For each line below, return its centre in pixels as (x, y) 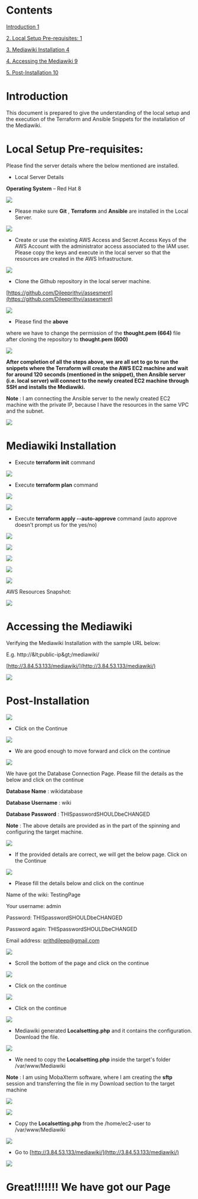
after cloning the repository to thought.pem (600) (67, 339)
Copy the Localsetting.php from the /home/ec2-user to (82, 1123)
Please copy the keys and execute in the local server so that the (92, 252)
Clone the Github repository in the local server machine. (83, 281)
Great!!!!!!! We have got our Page (88, 1187)
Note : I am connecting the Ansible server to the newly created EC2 (88, 398)
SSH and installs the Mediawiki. (46, 387)
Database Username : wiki (39, 802)
